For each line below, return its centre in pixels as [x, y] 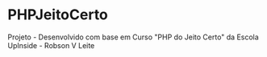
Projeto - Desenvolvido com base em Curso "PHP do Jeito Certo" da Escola [133, 37]
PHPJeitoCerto [58, 15]
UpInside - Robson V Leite [51, 45]
